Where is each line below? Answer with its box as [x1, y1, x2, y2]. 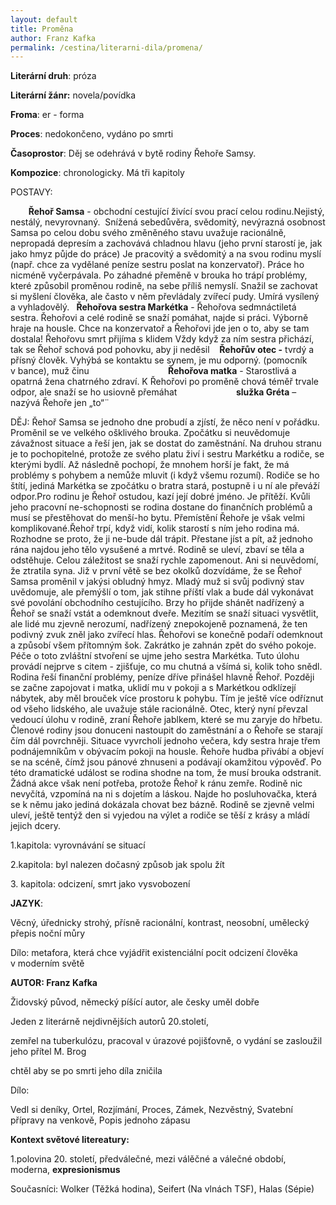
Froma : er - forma [10, 109, 85, 121]
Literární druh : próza [10, 70, 97, 82]
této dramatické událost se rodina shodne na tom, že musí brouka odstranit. [10, 767, 322, 779]
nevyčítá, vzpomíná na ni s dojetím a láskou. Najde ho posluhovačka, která [10, 788, 318, 800]
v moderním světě [10, 957, 85, 970]
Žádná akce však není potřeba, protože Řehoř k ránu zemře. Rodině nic [10, 777, 303, 790]
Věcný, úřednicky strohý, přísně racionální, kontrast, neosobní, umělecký [10, 917, 310, 929]
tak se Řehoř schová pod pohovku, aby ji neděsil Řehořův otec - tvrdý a [10, 344, 315, 356]
